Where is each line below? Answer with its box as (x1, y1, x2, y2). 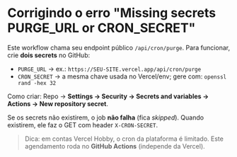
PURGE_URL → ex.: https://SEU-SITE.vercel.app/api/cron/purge (17, 64, 202, 73)
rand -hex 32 (17, 79, 57, 86)
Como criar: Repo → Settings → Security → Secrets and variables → (7, 92, 209, 100)
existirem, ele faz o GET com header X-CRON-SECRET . (7, 120, 158, 129)
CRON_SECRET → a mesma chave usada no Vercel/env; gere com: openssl (17, 72, 227, 81)
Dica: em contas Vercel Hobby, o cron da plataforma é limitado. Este (24, 134, 224, 143)
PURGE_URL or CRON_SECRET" (7, 20, 196, 36)
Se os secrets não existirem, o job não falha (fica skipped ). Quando (7, 113, 204, 122)
